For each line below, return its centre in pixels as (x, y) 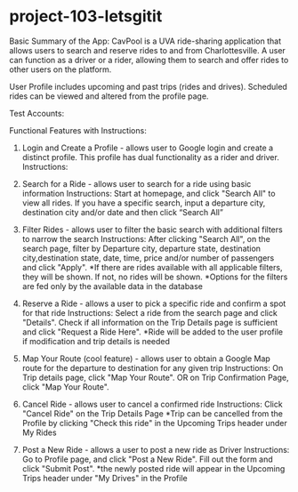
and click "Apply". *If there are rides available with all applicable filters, (152, 267)
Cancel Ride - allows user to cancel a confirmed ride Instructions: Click (152, 404)
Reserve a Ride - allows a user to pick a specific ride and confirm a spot (154, 303)
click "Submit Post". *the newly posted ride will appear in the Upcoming (153, 468)
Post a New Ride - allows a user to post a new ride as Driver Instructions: (156, 449)
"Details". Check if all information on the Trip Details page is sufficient (150, 322)
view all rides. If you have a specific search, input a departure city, (144, 203)
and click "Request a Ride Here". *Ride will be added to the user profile (152, 332)
